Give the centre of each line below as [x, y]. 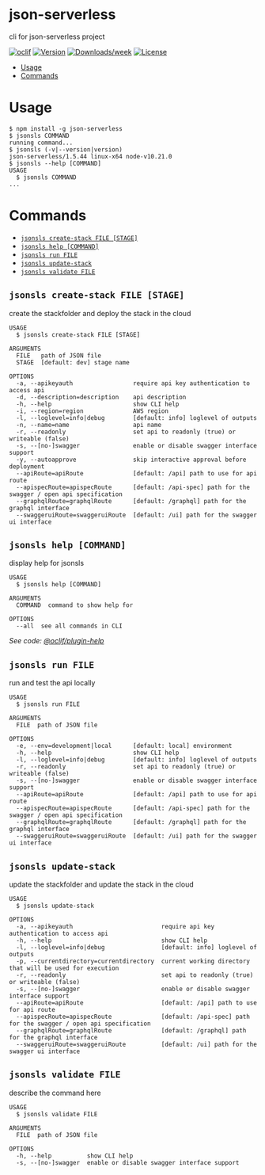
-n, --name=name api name [89, 425]
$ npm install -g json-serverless [66, 128]
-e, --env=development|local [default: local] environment [124, 746]
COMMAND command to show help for [75, 605]
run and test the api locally [52, 683]
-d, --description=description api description [101, 397]
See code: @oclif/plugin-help [57, 641]
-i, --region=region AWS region [93, 411]
